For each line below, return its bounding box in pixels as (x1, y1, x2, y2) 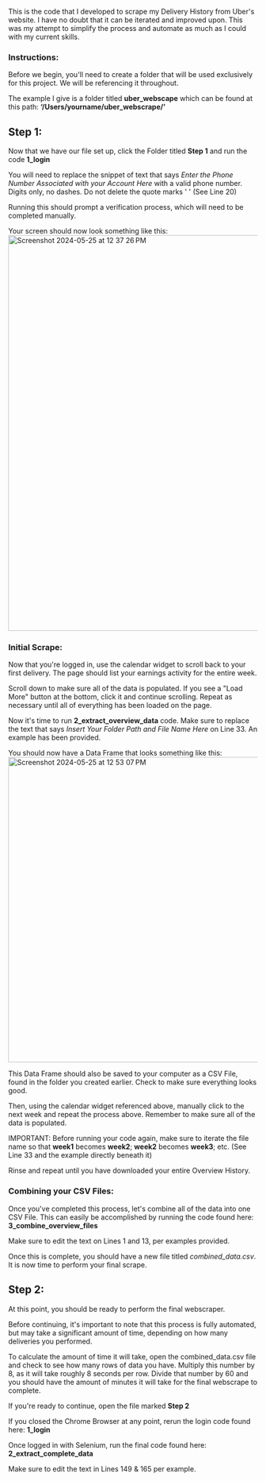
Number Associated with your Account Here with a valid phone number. (8, 179, 243, 188)
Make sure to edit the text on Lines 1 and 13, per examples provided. (8, 1235, 230, 1246)
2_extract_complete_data (8, 1448, 93, 1458)
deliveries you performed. (8, 1336, 93, 1346)
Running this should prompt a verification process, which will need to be (8, 203, 244, 212)
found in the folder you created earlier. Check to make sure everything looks (8, 1077, 257, 1087)
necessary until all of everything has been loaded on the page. (8, 701, 212, 710)
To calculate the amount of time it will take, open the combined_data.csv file (8, 1351, 256, 1361)
